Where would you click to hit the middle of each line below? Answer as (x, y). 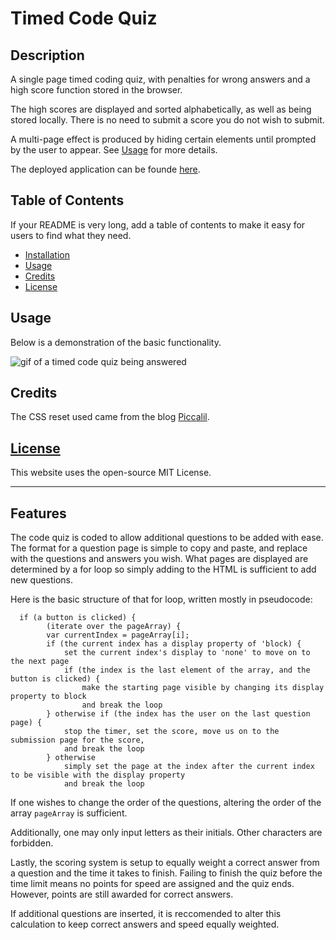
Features (38, 513)
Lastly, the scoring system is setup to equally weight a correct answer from (165, 863)
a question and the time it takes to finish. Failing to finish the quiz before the (166, 873)
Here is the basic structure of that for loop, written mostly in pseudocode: (161, 599)
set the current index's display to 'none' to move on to (187, 653)
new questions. (42, 580)
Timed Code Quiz (84, 18)
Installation (47, 254)
